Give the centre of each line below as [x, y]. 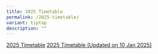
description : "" [26, 28]
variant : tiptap [26, 23]
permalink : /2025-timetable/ [43, 17]
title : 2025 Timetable [35, 12]
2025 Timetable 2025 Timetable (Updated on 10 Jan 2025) [79, 45]
